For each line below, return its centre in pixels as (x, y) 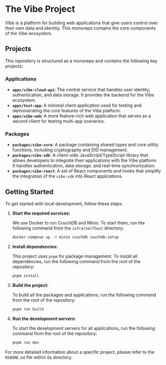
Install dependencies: (35, 247)
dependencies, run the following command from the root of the (76, 262)
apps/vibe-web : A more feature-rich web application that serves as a (82, 116)
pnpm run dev (26, 342)
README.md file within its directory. (39, 357)
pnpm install (26, 276)
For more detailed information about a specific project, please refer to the (80, 352)
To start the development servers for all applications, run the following (84, 328)
